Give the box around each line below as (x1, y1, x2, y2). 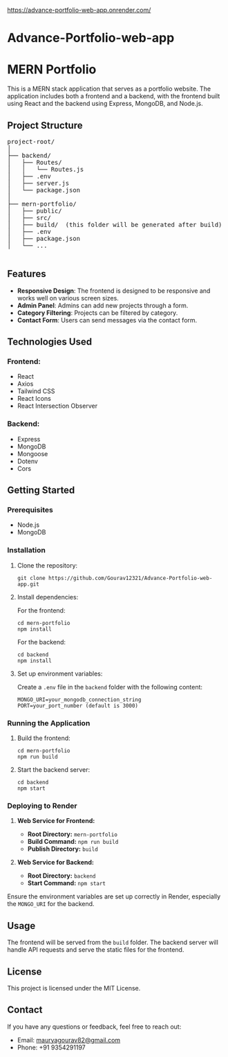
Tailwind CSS (17, 387, 55, 395)
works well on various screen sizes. (17, 293, 119, 302)
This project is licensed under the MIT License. (7, 984, 141, 992)
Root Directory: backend (27, 871, 96, 880)
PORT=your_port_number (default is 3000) (17, 702, 138, 709)
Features (7, 268, 46, 280)
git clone (17, 575, 46, 581)
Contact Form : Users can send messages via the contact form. (17, 316, 198, 324)
